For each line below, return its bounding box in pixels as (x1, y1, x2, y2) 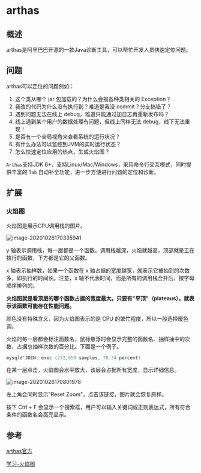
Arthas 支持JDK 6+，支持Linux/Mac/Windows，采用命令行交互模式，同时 (6, 161, 187, 168)
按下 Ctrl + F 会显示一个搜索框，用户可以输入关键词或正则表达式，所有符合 (6, 404, 191, 411)
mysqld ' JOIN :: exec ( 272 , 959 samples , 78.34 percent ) (6, 354, 141, 361)
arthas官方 (6, 448, 33, 455)
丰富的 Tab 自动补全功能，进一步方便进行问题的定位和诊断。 (11, 168, 160, 175)
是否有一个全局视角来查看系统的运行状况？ (14, 133, 121, 140)
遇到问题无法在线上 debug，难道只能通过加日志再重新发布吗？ (14, 110, 169, 117)
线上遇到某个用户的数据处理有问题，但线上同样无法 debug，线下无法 (14, 118, 185, 125)
